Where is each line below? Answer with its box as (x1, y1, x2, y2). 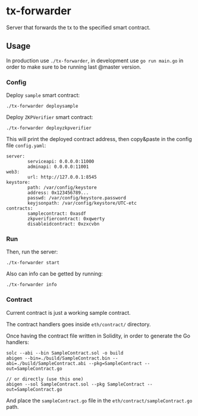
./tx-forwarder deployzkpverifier (6, 125, 92, 132)
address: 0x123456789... (27, 190, 89, 196)
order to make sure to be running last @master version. (6, 63, 142, 70)
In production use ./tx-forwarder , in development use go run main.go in (6, 57, 184, 64)
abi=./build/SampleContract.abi (6, 360, 86, 367)
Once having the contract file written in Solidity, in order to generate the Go (6, 332, 190, 339)
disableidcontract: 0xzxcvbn (27, 221, 100, 227)
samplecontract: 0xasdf (27, 211, 86, 217)
